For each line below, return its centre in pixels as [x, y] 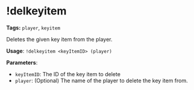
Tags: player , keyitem [33, 28]
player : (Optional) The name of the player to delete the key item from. [101, 80]
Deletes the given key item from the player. [59, 39]
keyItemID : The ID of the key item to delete [67, 74]
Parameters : [22, 62]
